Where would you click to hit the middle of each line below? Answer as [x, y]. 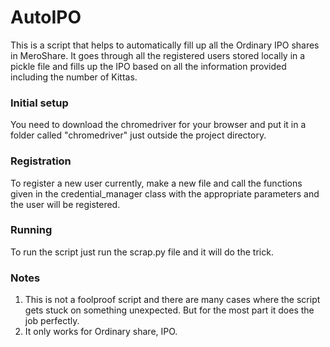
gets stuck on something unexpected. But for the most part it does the [169, 310]
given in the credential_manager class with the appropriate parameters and [165, 193]
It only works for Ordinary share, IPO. [101, 332]
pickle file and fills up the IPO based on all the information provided [148, 66]
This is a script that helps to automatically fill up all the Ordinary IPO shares [165, 45]
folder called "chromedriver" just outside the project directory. [138, 135]
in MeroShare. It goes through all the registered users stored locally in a [158, 55]
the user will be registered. [65, 204]
